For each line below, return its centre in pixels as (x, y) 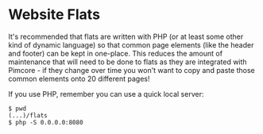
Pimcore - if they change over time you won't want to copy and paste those (132, 70)
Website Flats (54, 15)
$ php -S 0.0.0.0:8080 (46, 122)
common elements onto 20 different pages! (79, 78)
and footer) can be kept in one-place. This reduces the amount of (116, 53)
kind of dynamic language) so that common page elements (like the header (131, 44)
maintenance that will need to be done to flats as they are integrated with (128, 62)
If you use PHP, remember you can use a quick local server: (106, 94)
